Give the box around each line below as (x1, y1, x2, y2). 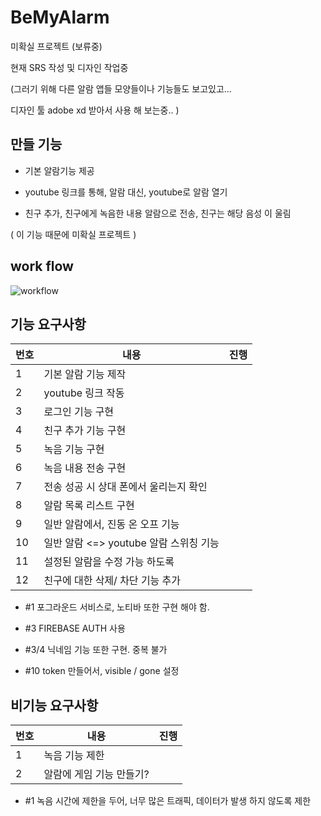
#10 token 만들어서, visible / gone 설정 (24, 665, 180, 677)
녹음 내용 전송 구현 (43, 461, 127, 475)
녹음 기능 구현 (43, 442, 105, 456)
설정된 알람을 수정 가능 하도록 (43, 555, 175, 569)
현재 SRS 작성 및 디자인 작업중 (10, 61, 129, 73)
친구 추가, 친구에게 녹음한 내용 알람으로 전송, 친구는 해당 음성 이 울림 (24, 207, 292, 219)
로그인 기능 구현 (43, 405, 115, 419)
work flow (10, 258, 74, 275)
